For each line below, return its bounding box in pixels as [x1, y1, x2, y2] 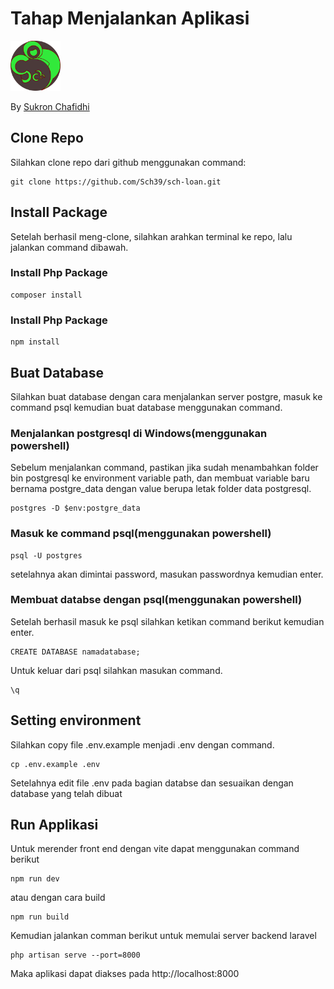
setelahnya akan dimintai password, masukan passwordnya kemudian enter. [10, 568, 324, 580]
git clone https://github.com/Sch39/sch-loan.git [10, 177, 222, 187]
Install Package [10, 204, 108, 221]
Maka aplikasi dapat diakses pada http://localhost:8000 [10, 968, 240, 980]
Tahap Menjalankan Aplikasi [10, 7, 250, 30]
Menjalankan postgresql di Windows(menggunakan [10, 426, 268, 440]
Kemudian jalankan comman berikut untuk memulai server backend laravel [10, 930, 317, 942]
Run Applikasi [10, 817, 99, 834]
